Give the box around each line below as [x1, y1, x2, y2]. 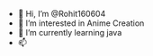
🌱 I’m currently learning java [17, 28, 122, 37]
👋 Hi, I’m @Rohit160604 [17, 9, 106, 19]
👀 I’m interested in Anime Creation [17, 18, 145, 28]
